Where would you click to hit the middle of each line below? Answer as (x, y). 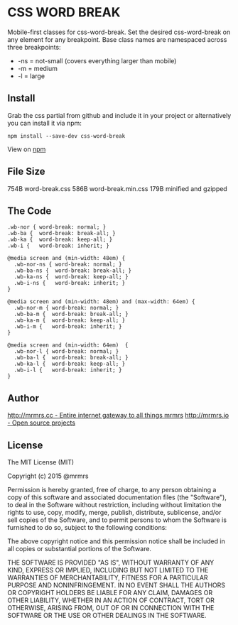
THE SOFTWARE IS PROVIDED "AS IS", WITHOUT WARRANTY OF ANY (111, 562)
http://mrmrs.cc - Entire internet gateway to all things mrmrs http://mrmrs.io (118, 415)
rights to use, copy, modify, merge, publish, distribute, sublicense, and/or (114, 512)
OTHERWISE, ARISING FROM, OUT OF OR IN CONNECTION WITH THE (111, 608)
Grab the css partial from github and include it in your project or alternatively (119, 115)
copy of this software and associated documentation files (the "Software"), (117, 497)
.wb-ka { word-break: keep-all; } (60, 240)
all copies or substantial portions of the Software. (79, 549)
